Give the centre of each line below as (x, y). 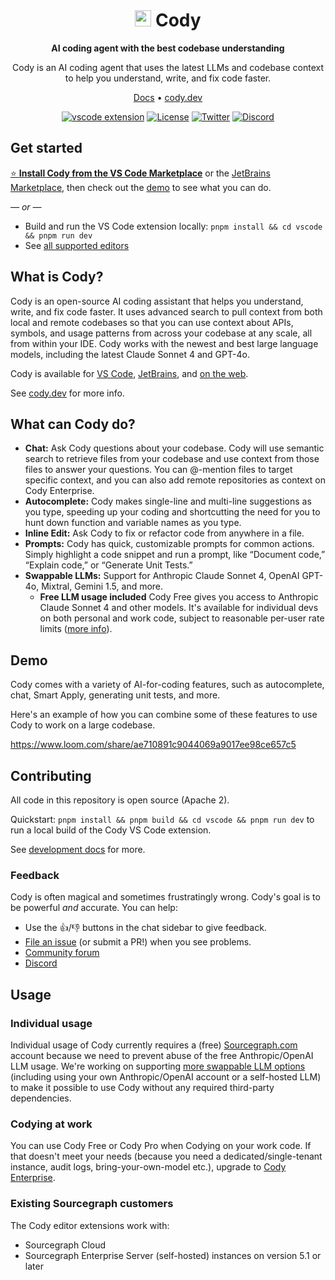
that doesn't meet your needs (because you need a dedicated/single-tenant (166, 1156)
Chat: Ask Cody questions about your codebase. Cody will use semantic (174, 448)
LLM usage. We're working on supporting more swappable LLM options (158, 1066)
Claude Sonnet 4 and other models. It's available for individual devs (179, 608)
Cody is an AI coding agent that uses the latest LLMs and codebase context (168, 67)
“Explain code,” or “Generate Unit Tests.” (108, 565)
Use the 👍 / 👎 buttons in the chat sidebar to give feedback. (145, 928)
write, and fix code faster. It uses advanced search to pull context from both (166, 311)
